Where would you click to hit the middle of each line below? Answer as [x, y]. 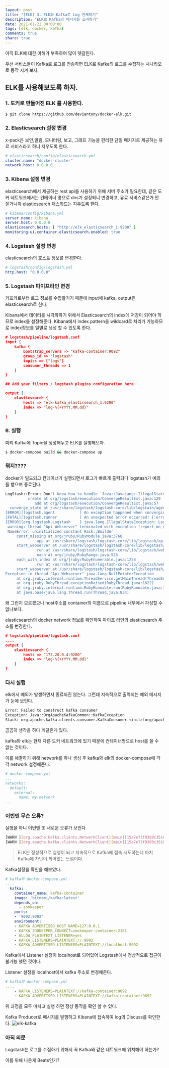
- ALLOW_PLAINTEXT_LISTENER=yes [48, 936]
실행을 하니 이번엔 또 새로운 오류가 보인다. [46, 828]
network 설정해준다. [30, 764]
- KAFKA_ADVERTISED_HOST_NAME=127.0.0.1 [57, 926]
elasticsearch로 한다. [26, 304]
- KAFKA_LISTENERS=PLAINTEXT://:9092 [54, 940]
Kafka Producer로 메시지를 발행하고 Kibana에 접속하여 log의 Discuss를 [76, 1017]
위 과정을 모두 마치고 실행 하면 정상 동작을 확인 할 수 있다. [61, 1006]
